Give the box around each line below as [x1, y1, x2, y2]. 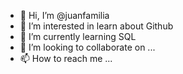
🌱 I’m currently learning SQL [19, 31, 137, 42]
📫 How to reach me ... [19, 53, 113, 64]
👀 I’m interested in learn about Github [19, 20, 174, 32]
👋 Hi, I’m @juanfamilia [19, 10, 110, 21]
